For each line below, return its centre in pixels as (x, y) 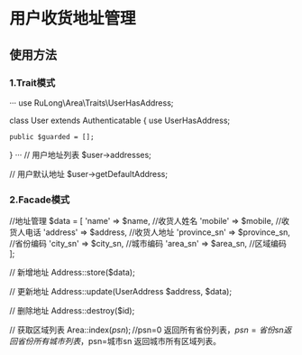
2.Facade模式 (40, 200)
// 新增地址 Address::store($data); (72, 273)
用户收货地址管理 (73, 19)
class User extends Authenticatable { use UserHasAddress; (120, 120)
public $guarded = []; (52, 136)
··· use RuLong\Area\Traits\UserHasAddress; (92, 103)
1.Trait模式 (32, 82)
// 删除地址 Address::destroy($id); (72, 311)
